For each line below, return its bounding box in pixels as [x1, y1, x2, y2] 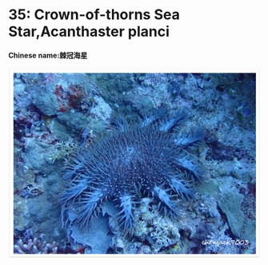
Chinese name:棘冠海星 [8, 50, 88, 60]
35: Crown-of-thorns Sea [8, 6, 180, 24]
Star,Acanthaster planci [8, 22, 170, 41]
